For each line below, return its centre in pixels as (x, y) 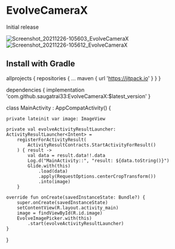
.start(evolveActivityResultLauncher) (76, 223)
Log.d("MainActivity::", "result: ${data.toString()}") (99, 160)
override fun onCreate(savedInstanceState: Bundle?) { (76, 197)
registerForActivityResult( (52, 139)
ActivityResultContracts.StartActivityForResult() (92, 145)
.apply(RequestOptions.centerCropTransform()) (97, 176)
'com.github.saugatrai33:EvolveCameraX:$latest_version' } (79, 96)
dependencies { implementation (45, 90)
